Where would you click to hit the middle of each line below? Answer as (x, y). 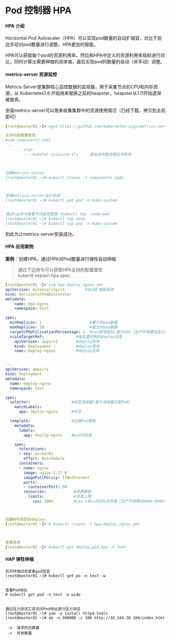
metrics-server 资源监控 (31, 74)
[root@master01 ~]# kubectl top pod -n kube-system (61, 223)
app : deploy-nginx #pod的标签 (58, 435)
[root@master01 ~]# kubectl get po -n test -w (55, 576)
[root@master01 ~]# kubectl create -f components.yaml (65, 177)
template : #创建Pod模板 (53, 421)
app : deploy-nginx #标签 (50, 412)
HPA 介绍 (15, 25)
